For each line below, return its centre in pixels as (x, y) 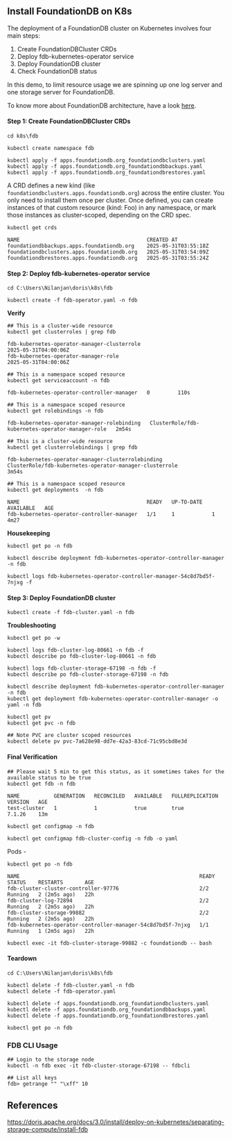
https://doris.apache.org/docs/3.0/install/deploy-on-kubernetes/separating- (116, 1122)
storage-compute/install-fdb (48, 1129)
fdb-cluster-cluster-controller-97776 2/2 (108, 889)
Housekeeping (29, 534)
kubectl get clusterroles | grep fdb (62, 332)
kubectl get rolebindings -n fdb (55, 411)
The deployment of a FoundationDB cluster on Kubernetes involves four (109, 28)
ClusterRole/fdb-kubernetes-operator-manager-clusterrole (92, 466)
